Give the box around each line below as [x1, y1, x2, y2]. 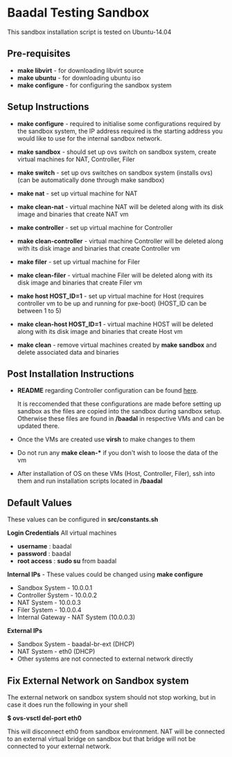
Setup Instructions [7, 101, 89, 113]
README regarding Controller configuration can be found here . [17, 386, 199, 395]
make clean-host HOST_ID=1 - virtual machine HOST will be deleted [17, 320, 213, 328]
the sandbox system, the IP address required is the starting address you [17, 127, 223, 135]
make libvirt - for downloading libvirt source [17, 66, 144, 74]
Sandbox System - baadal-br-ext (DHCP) [17, 640, 135, 648]
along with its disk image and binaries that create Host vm [17, 327, 184, 335]
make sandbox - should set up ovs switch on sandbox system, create [17, 148, 217, 156]
